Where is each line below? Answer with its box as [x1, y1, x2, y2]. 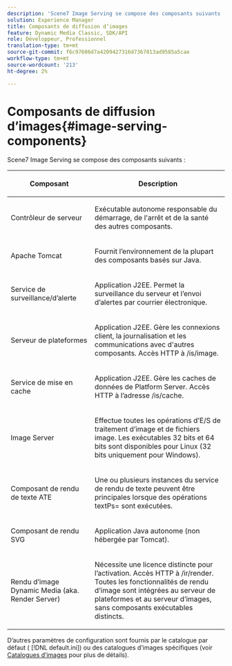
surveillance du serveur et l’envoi [94, 289, 202, 299]
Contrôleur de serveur [10, 213, 83, 223]
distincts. [94, 611, 124, 621]
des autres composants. [94, 222, 173, 231]
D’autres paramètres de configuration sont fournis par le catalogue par [7, 636, 209, 645]
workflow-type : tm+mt [7, 55, 70, 62]
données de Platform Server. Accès [94, 382, 210, 392]
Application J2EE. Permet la [94, 280, 185, 290]
